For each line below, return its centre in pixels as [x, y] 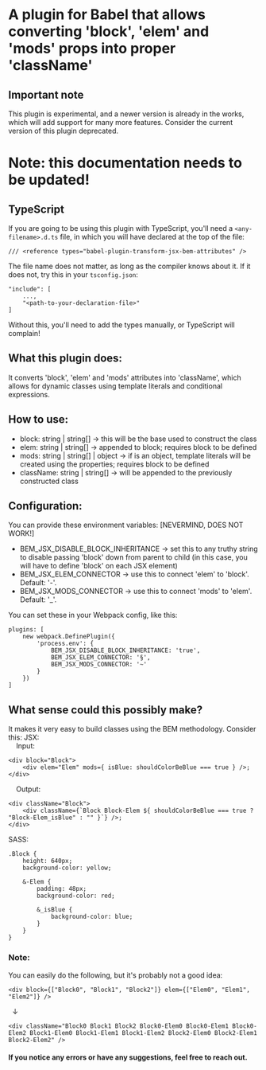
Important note [46, 94]
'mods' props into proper [92, 49]
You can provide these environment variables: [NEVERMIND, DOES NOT [126, 525]
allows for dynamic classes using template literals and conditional [116, 386]
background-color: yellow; [67, 868]
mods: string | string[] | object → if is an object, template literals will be [135, 455]
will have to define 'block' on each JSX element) [99, 566]
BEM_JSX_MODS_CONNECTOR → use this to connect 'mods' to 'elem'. [136, 592]
